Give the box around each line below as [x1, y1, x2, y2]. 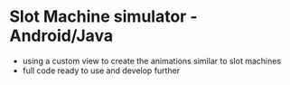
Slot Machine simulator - [9, 6, 198, 27]
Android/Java [9, 25, 114, 46]
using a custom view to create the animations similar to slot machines [22, 55, 282, 66]
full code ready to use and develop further [22, 65, 181, 76]
